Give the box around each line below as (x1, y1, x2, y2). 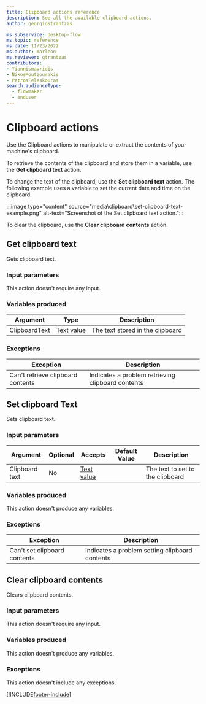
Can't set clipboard (9, 546, 64, 555)
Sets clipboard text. (6, 416, 56, 423)
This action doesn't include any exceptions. (6, 679, 116, 686)
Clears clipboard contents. (6, 591, 74, 598)
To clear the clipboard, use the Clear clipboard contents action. (6, 221, 169, 228)
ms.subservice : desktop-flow (6, 31, 81, 37)
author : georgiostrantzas (6, 20, 72, 26)
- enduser (12, 95, 37, 101)
